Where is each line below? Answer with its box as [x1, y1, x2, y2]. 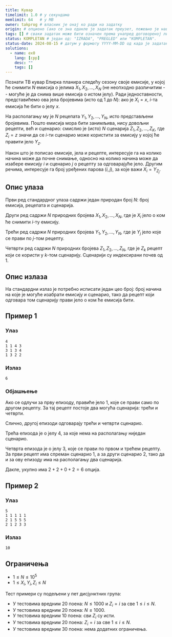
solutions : [5, 46, 29, 51]
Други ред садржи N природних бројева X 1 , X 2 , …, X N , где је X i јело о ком [5, 212, 165, 219]
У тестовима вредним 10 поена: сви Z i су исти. [12, 612, 115, 620]
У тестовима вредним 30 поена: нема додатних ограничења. [12, 626, 147, 632]
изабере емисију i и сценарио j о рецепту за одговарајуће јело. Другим [5, 160, 163, 167]
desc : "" [14, 60, 33, 65]
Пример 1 [5, 312, 37, 321]
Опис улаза [5, 183, 44, 192]
